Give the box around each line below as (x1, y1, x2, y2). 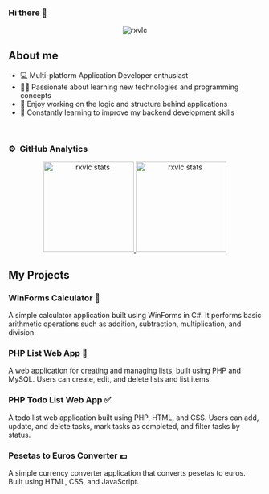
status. (8, 430, 31, 439)
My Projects (8, 268, 70, 282)
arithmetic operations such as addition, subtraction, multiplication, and (8, 319, 242, 329)
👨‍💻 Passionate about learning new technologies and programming (19, 82, 239, 92)
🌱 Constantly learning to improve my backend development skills (19, 108, 235, 117)
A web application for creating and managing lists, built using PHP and (8, 365, 241, 376)
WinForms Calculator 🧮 (8, 292, 100, 304)
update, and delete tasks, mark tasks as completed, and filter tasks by (8, 421, 241, 431)
